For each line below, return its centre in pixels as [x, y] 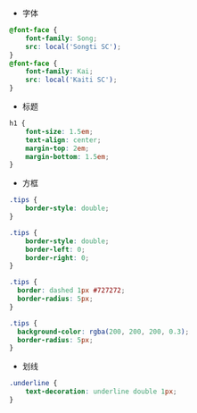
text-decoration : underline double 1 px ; [101, 392]
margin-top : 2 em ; [57, 148]
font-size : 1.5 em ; [59, 131]
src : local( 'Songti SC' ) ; [74, 46]
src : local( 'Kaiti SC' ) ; [71, 80]
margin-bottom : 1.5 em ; [67, 156]
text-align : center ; [63, 140]
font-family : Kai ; [59, 72]
